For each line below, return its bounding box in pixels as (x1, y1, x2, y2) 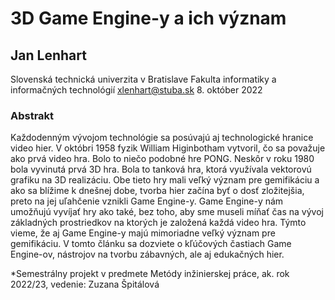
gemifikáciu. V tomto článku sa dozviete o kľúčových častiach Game (10, 238, 292, 250)
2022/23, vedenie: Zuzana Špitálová (10, 278, 160, 291)
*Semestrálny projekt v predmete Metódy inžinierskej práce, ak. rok (10, 268, 290, 280)
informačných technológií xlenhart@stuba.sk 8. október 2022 (10, 84, 263, 96)
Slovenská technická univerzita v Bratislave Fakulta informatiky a (10, 73, 277, 85)
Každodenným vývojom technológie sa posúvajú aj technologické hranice (10, 132, 314, 144)
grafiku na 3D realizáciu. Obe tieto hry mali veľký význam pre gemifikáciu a (10, 174, 320, 186)
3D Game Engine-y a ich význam (10, 7, 287, 30)
